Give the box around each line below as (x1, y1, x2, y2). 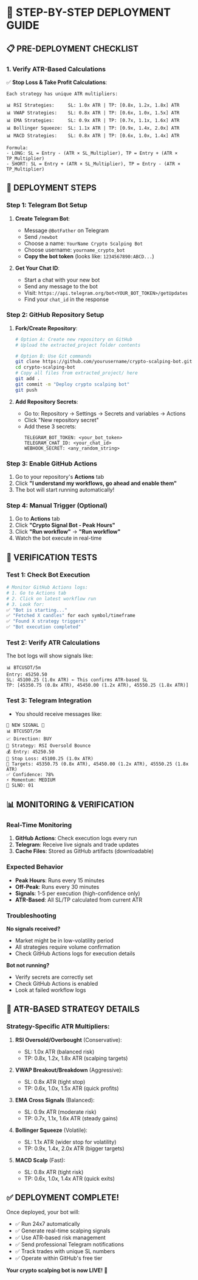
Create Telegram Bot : (15, 214, 70, 222)
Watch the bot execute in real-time (15, 534, 102, 542)
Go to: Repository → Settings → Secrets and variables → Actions (24, 409, 186, 417)
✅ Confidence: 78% (6, 771, 54, 777)
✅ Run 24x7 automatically (15, 1220, 80, 1228)
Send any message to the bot (24, 283, 98, 290)
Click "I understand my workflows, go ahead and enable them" (15, 479, 177, 487)
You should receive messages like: (15, 710, 102, 718)
